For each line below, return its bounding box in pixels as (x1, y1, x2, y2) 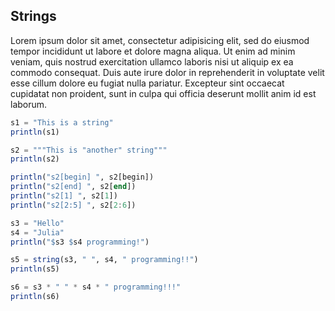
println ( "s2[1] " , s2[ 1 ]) (10, 191, 118, 201)
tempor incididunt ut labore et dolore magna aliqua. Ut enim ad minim (10, 45, 296, 57)
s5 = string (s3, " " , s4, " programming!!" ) (10, 255, 199, 265)
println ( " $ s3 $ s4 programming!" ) (10, 237, 150, 247)
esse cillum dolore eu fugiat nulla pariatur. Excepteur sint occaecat (10, 77, 285, 89)
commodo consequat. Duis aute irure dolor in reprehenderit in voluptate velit (10, 66, 325, 78)
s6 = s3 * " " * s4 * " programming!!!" (10, 282, 182, 293)
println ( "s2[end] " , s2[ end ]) (10, 182, 137, 192)
